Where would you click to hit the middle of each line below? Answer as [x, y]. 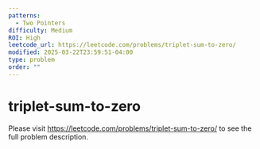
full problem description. [49, 136]
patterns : [25, 15]
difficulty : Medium [41, 30]
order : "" [25, 67]
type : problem [32, 60]
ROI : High [25, 38]
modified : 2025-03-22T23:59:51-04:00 [71, 52]
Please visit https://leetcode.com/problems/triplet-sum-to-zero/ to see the [130, 128]
